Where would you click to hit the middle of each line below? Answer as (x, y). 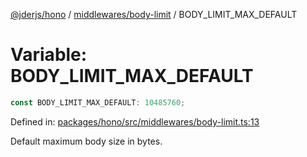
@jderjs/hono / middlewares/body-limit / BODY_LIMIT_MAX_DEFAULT (154, 14)
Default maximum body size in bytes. (86, 141)
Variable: (49, 55)
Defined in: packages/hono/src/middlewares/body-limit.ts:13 (135, 121)
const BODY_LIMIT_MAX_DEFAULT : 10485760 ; (98, 102)
